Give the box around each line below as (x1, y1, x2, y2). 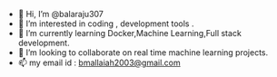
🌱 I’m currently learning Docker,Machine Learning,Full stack (17, 28, 242, 38)
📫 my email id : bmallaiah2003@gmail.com (17, 57, 181, 68)
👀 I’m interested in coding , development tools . (17, 18, 194, 29)
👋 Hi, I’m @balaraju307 (17, 9, 104, 19)
